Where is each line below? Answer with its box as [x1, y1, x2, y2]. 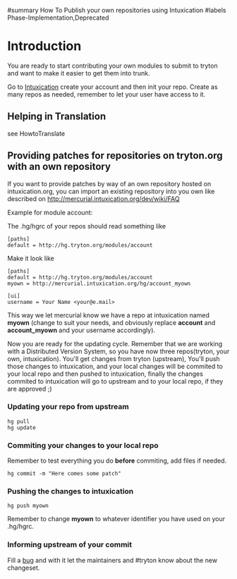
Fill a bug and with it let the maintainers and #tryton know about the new [7, 556, 217, 564]
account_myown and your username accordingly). [7, 326, 156, 334]
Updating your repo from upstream [7, 402, 129, 412]
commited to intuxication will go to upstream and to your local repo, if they [7, 377, 224, 385]
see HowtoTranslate [7, 129, 66, 138]
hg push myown [7, 502, 49, 510]
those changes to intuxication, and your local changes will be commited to [7, 362, 224, 370]
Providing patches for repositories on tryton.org [7, 150, 223, 161]
